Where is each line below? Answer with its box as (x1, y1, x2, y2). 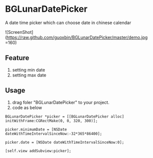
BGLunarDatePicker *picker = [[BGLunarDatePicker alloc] (5, 114, 124, 119)
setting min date (12, 67, 45, 73)
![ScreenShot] (5, 29, 33, 35)
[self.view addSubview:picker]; (5, 148, 71, 153)
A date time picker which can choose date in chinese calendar (5, 20, 131, 26)
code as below (12, 105, 42, 110)
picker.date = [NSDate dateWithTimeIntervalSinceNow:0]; (5, 140, 124, 145)
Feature (5, 54, 30, 62)
